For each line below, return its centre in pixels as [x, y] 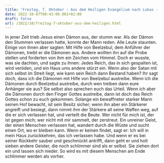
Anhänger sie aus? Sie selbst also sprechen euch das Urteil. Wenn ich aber [81, 89]
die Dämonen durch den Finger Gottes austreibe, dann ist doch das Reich [79, 94]
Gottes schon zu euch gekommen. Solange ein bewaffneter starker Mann [79, 99]
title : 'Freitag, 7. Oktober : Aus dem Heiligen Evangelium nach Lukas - [82, 10]
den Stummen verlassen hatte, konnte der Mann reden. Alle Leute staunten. [81, 42]
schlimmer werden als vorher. [35, 156]
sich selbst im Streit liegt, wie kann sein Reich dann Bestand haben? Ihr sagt [82, 73]
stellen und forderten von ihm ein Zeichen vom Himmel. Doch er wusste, [78, 58]
